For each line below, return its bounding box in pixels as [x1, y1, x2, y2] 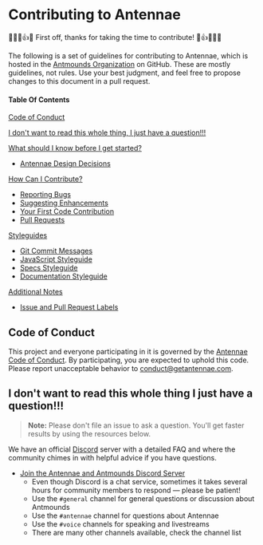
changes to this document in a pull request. [8, 76, 151, 85]
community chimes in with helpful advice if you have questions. [8, 452, 218, 462]
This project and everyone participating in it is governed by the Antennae [8, 346, 249, 356]
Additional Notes [8, 287, 63, 297]
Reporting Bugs [19, 190, 72, 199]
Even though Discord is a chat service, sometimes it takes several [31, 476, 248, 486]
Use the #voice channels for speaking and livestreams [31, 519, 210, 528]
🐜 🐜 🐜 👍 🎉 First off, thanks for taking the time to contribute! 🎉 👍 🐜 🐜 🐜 [8, 32, 222, 41]
